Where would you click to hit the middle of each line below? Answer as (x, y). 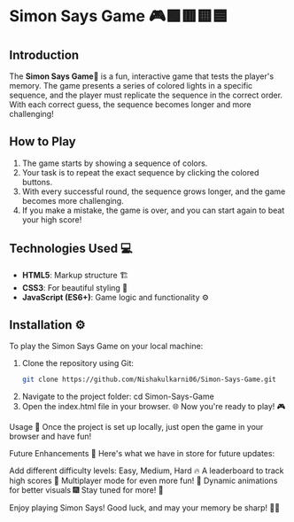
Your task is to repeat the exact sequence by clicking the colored (140, 172)
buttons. (37, 182)
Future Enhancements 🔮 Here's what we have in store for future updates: (142, 454)
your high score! (52, 219)
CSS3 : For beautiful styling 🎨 (75, 287)
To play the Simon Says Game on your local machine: (106, 347)
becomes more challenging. (73, 200)
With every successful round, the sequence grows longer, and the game (154, 191)
